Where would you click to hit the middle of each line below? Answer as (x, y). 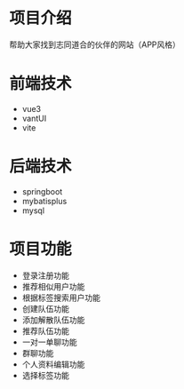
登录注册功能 (45, 275)
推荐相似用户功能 (53, 286)
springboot (42, 191)
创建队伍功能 (45, 308)
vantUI (34, 118)
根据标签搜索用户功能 (61, 298)
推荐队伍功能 (45, 330)
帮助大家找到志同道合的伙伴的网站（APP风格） (95, 44)
